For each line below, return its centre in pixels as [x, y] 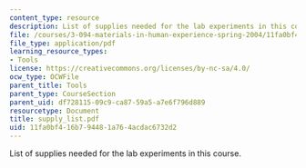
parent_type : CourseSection [63, 94]
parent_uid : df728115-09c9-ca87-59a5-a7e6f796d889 [107, 102]
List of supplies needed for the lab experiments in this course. [125, 153]
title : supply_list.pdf [55, 119]
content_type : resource [55, 18]
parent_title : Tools [49, 85]
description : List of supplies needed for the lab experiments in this [148, 26]
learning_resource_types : [58, 52]
